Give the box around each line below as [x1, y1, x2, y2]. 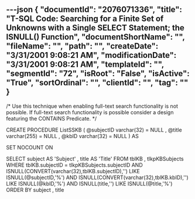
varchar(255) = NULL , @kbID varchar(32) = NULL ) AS [6, 132, 139, 139]
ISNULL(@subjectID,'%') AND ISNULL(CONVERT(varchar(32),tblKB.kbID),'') [6, 174, 189, 181]
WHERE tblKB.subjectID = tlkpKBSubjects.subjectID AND [6, 161, 143, 169]
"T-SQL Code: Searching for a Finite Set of [6, 14, 164, 24]
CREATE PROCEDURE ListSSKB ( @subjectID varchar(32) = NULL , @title [6, 126, 183, 133]
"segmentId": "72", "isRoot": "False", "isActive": [6, 68, 190, 78]
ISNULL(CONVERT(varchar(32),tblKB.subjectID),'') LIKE [6, 167, 141, 174]
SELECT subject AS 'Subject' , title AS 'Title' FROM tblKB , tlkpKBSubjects [6, 155, 184, 162]
